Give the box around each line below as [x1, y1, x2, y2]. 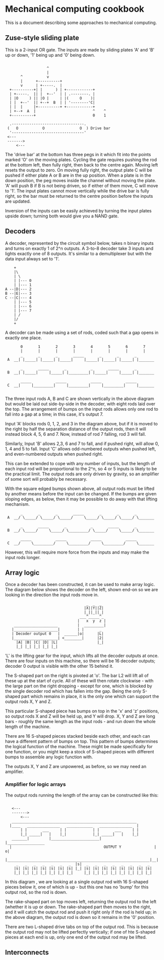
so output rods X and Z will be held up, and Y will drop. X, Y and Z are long [5, 713, 156, 719]
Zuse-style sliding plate [5, 34, 79, 42]
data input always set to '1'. [5, 256, 60, 261]
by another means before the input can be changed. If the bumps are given [5, 491, 157, 496]
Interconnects [5, 948, 49, 957]
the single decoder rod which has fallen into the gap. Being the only [5, 688, 141, 694]
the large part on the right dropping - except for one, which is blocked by [5, 683, 153, 689]
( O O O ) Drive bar [7, 126, 111, 131]
